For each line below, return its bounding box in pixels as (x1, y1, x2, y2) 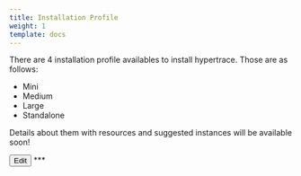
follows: (9, 64, 39, 75)
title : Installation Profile (9, 13, 119, 22)
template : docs (9, 30, 66, 39)
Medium (22, 91, 54, 101)
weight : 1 (9, 22, 47, 31)
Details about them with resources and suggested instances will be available (9, 128, 292, 138)
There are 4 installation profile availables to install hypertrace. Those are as (9, 55, 288, 66)
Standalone (22, 110, 66, 121)
